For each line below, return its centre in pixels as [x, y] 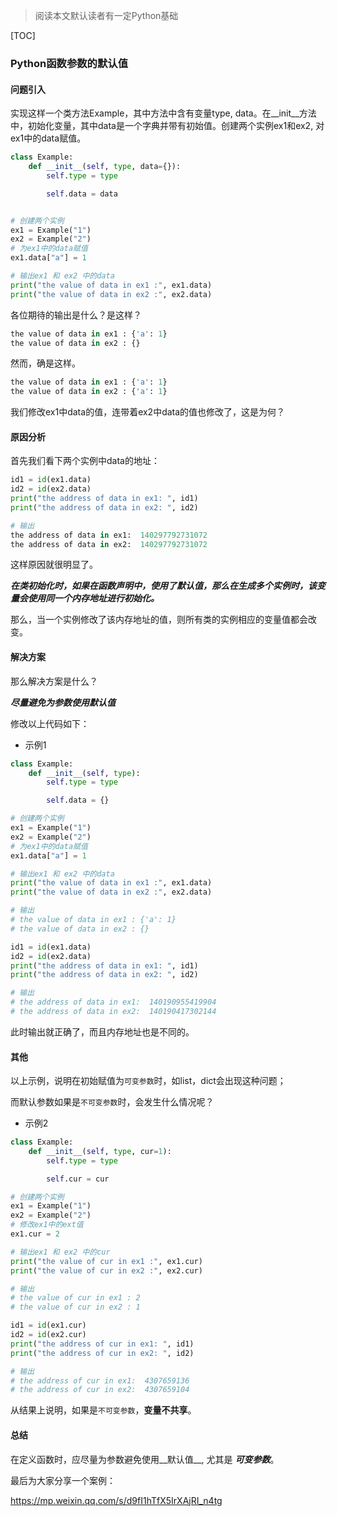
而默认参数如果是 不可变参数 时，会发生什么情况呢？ [112, 1102]
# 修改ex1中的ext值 [47, 1225]
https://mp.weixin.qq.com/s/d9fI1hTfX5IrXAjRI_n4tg [116, 1500]
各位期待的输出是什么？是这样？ [76, 315]
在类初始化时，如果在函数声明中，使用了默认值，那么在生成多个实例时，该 [163, 586]
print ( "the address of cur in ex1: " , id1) [102, 1344]
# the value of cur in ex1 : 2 [75, 1298]
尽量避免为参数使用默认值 [63, 702]
